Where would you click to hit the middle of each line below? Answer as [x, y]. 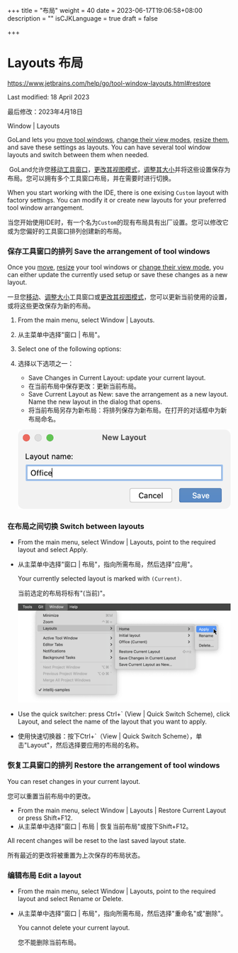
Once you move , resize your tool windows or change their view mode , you [116, 267]
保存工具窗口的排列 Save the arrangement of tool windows [109, 251]
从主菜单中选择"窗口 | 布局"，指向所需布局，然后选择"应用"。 [107, 564]
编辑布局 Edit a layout [44, 875]
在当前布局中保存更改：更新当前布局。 [84, 387]
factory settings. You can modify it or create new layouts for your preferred [117, 200]
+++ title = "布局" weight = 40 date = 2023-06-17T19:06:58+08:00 [105, 10]
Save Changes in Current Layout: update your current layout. [117, 378]
